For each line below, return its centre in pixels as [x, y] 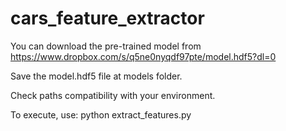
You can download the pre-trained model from [106, 46]
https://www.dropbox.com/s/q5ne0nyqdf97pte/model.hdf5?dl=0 [143, 56]
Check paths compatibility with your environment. [113, 95]
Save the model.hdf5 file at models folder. [96, 76]
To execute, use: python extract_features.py [101, 114]
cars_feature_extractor [107, 18]
